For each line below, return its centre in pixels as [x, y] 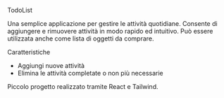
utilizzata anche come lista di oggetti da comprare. [81, 38]
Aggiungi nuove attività [51, 65]
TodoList [20, 10]
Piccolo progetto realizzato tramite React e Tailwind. [83, 86]
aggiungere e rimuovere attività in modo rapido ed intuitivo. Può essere [110, 31]
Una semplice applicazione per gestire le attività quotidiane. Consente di [112, 23]
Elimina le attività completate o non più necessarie [90, 73]
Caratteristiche [29, 52]
